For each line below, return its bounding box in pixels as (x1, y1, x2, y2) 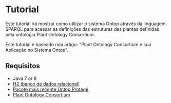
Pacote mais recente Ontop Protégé (12, 86, 89, 92)
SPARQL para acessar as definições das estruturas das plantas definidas (5, 26, 159, 32)
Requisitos (5, 61, 40, 70)
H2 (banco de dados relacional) (12, 80, 80, 87)
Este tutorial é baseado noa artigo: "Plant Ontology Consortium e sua (5, 41, 151, 47)
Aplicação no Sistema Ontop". (5, 47, 68, 53)
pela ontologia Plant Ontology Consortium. (5, 31, 95, 37)
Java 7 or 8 (12, 75, 37, 81)
